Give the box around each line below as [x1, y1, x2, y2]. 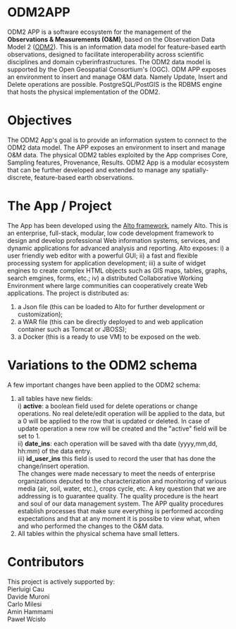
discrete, [7, 173, 33, 181]
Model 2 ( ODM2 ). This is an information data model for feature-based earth [7, 42, 227, 51]
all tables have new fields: [17, 394, 93, 402]
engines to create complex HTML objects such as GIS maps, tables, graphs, [7, 266, 228, 275]
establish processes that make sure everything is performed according [17, 506, 223, 515]
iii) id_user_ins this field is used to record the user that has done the [17, 454, 216, 462]
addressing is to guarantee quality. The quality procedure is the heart [17, 491, 218, 500]
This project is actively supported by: [7, 577, 115, 586]
